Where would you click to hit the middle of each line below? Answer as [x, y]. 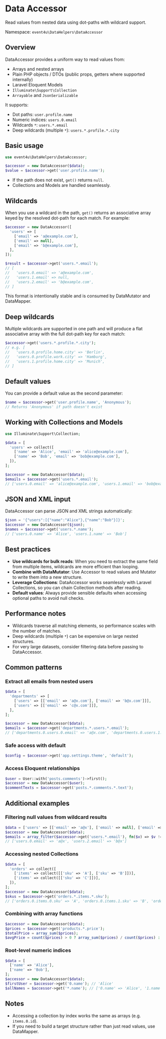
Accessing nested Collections [42, 854]
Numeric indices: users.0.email [45, 120]
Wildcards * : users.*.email [40, 125]
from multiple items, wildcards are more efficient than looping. [76, 566]
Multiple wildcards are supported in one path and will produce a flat [74, 329]
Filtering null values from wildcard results [56, 817]
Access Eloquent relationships [42, 768]
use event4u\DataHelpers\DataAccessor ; [46, 157]
